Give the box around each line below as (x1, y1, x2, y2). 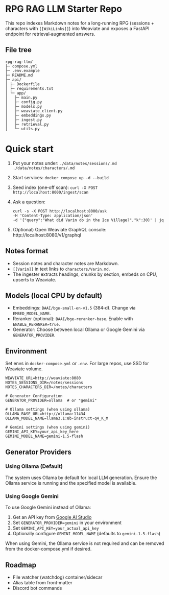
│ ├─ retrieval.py (5, 122, 50, 127)
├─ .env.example (5, 68, 40, 73)
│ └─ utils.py (5, 126, 40, 131)
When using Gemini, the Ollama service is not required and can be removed (5, 540, 164, 546)
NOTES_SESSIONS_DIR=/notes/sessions (5, 380, 83, 386)
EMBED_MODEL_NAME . (12, 310, 51, 317)
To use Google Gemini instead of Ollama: (5, 504, 91, 511)
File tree (5, 45, 32, 54)
